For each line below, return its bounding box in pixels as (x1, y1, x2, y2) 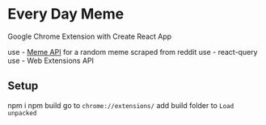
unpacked (7, 109, 37, 117)
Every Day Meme (7, 5, 125, 23)
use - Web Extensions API (7, 56, 95, 65)
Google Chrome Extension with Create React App (7, 31, 172, 41)
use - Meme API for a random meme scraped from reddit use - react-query (7, 47, 258, 56)
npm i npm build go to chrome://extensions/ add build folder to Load (7, 100, 234, 110)
